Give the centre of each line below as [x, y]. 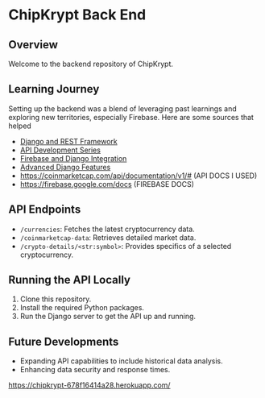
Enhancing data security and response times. [95, 370]
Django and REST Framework [69, 141]
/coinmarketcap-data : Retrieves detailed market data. [108, 237]
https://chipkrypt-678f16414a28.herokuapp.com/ [89, 385]
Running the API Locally [70, 280]
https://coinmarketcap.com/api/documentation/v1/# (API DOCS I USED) [139, 176]
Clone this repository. [56, 299]
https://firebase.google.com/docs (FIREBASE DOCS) [107, 184]
